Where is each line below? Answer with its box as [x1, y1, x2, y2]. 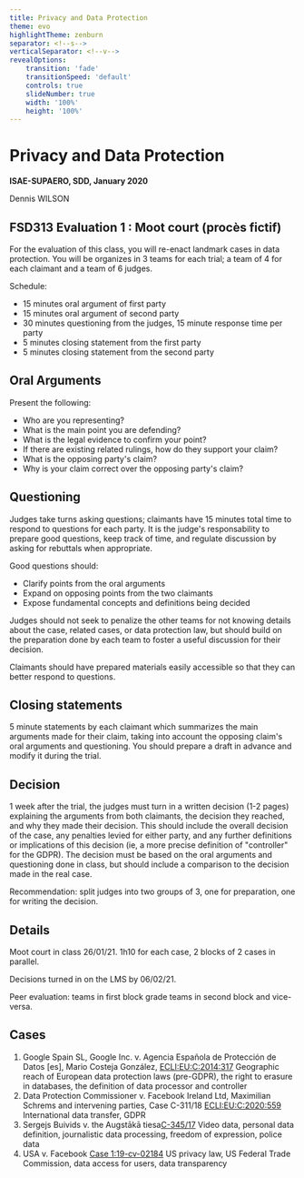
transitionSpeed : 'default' [25, 73, 132, 82]
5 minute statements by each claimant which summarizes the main [9, 721, 259, 732]
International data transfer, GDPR [22, 1109, 146, 1120]
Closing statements [9, 698, 123, 713]
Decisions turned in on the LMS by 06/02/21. [9, 974, 177, 985]
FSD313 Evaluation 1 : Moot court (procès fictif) [9, 219, 282, 235]
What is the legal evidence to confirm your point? [22, 434, 207, 445]
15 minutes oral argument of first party [22, 298, 166, 309]
